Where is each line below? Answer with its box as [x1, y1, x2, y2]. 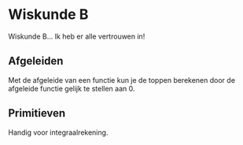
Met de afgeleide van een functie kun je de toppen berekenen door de [8, 75, 236, 84]
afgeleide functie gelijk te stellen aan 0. [8, 84, 135, 93]
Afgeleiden [8, 54, 64, 68]
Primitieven [8, 106, 66, 120]
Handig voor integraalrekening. [8, 128, 109, 137]
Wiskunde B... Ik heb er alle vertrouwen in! [8, 32, 145, 41]
